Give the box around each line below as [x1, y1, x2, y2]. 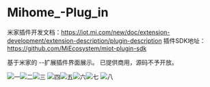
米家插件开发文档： [7, 28, 62, 36]
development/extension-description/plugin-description [7, 36, 162, 45]
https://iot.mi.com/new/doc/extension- [61, 28, 170, 36]
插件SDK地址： [163, 36, 207, 45]
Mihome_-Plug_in [7, 5, 109, 20]
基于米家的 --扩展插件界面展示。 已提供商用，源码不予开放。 [7, 58, 178, 66]
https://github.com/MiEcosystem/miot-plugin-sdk [7, 44, 147, 52]
